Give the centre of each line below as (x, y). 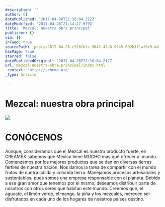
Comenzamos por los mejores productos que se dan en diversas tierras (79, 162)
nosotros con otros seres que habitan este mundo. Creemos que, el (74, 188)
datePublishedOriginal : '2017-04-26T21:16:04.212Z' (60, 61)
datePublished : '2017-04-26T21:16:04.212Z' (51, 19)
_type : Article (21, 75)
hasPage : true (20, 51)
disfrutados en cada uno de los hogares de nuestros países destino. (75, 199)
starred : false (21, 56)
